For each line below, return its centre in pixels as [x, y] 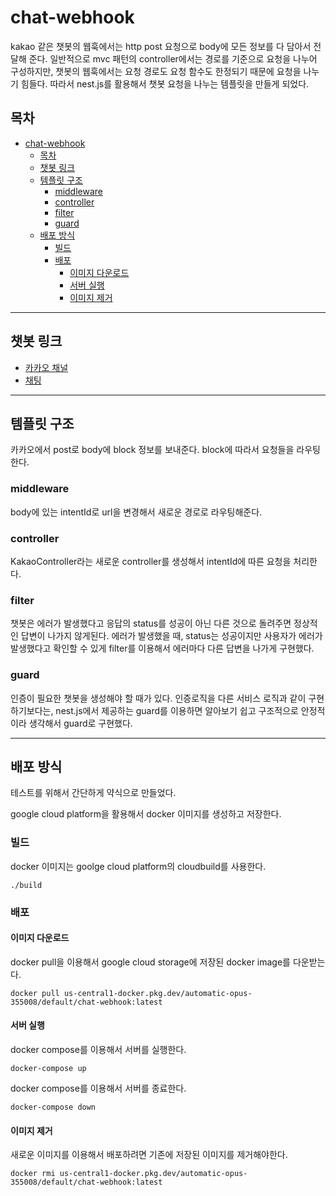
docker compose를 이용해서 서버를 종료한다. [98, 1088]
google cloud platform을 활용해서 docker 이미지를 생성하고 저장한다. [146, 814]
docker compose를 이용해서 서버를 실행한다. [98, 1049]
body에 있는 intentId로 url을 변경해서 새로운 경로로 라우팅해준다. [136, 512]
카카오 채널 [46, 367]
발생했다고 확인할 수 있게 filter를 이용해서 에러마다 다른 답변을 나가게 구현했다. [162, 648]
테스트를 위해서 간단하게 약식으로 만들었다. [93, 793]
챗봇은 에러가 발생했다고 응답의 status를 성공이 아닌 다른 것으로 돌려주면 [151, 623]
